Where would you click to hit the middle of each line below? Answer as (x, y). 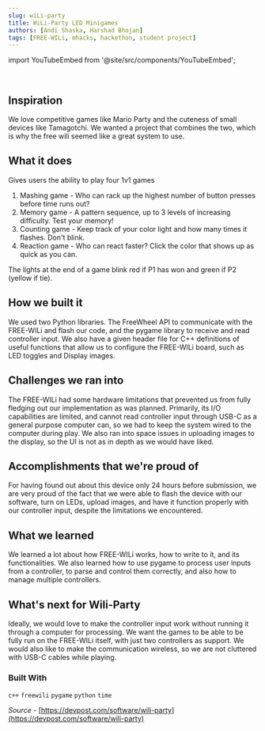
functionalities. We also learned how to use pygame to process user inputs (130, 563)
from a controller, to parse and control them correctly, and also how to (123, 571)
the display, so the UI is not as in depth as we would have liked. (111, 441)
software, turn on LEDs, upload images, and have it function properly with (129, 502)
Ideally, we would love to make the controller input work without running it (129, 623)
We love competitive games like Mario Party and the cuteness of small (123, 119)
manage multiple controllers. (55, 580)
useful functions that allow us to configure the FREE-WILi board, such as (126, 347)
